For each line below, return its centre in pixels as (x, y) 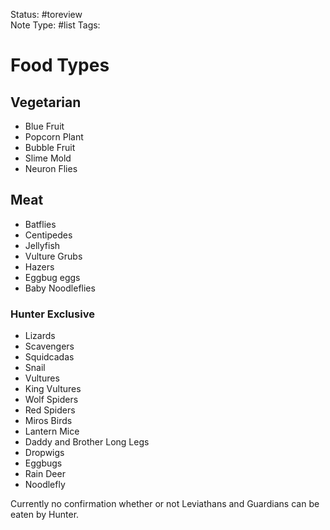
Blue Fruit (44, 126)
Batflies (40, 224)
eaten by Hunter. (45, 515)
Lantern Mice (52, 431)
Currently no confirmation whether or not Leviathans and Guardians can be (165, 504)
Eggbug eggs (52, 277)
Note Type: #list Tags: (55, 25)
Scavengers (49, 346)
